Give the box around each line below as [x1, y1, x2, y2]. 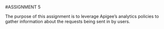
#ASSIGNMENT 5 [5, 4, 41, 10]
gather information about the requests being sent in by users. [5, 19, 130, 24]
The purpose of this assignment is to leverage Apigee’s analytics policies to [5, 14, 160, 19]
